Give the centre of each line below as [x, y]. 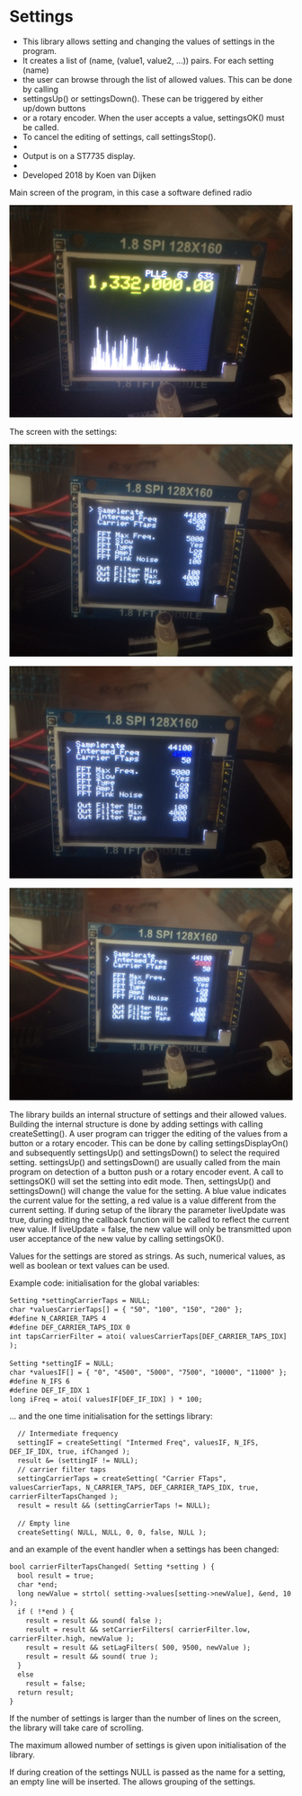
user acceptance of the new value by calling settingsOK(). [117, 1238]
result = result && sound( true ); [92, 1656]
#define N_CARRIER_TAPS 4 [58, 1318]
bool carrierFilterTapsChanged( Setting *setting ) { [112, 1566]
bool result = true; [56, 1575]
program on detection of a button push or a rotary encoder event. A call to [147, 1172]
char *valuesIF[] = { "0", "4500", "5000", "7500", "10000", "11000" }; [148, 1372]
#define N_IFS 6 [40, 1381]
